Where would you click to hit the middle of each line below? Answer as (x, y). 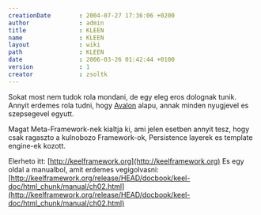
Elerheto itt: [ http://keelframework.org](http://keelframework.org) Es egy (126, 161)
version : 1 (49, 67)
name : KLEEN (56, 38)
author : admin (56, 23)
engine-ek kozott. (37, 145)
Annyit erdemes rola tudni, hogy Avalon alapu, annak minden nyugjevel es (129, 105)
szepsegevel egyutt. (41, 113)
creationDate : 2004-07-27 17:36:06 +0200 (92, 15)
